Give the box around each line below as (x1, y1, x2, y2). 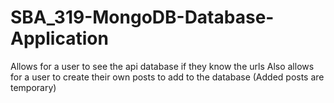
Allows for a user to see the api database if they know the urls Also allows (10, 60, 315, 72)
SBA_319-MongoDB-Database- (10, 6, 275, 29)
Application (10, 27, 109, 50)
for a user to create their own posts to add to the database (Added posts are (10, 71, 325, 83)
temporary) (10, 81, 57, 93)
